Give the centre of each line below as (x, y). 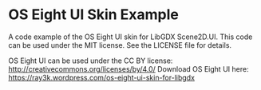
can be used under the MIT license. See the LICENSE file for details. (120, 45)
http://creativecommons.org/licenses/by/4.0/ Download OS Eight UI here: (129, 68)
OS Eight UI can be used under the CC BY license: (91, 61)
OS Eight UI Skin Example (94, 15)
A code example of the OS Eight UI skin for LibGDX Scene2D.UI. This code (130, 37)
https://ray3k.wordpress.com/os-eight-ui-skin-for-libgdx (102, 77)
